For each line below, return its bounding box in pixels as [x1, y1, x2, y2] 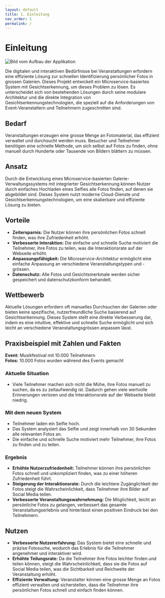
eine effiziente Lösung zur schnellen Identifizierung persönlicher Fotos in [5, 74, 153, 80]
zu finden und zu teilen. [12, 441, 61, 447]
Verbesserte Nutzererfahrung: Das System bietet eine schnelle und [12, 540, 152, 546]
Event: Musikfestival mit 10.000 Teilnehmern [5, 352, 96, 358]
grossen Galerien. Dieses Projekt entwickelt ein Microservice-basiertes [5, 79, 149, 85]
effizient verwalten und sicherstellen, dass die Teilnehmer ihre [12, 582, 139, 588]
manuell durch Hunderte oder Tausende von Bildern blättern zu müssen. [5, 148, 152, 154]
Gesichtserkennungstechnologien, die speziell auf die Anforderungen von [5, 100, 155, 106]
